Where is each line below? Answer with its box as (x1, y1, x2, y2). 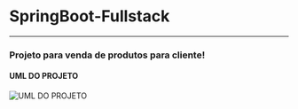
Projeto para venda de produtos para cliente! (9, 49, 206, 61)
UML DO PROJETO (9, 71, 79, 82)
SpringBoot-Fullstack (9, 6, 170, 27)
